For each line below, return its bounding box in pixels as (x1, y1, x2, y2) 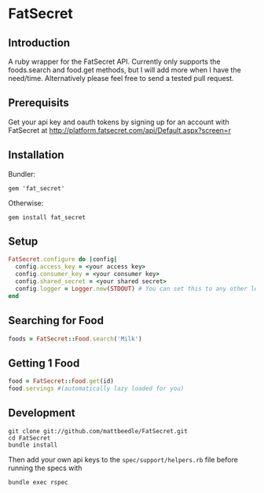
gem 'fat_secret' (8, 184, 65, 193)
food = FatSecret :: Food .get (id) (8, 377, 114, 385)
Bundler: (8, 169, 36, 178)
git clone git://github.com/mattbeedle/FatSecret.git (8, 427, 189, 435)
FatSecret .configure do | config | (8, 256, 118, 263)
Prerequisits (8, 96, 69, 110)
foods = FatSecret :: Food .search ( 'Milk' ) (8, 335, 143, 343)
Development (8, 407, 76, 420)
